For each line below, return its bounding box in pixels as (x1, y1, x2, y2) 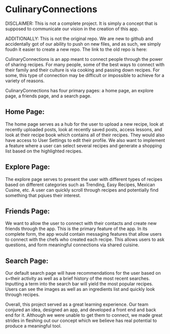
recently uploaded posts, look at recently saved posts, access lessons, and (5, 126, 162, 132)
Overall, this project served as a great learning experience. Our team (5, 302, 149, 308)
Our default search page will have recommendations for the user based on (5, 270, 161, 276)
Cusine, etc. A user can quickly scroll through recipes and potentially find (5, 187, 159, 193)
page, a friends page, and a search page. (5, 93, 92, 99)
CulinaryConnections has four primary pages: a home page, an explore (5, 87, 154, 93)
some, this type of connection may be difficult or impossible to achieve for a (5, 72, 164, 78)
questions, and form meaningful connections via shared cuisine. (5, 242, 140, 248)
